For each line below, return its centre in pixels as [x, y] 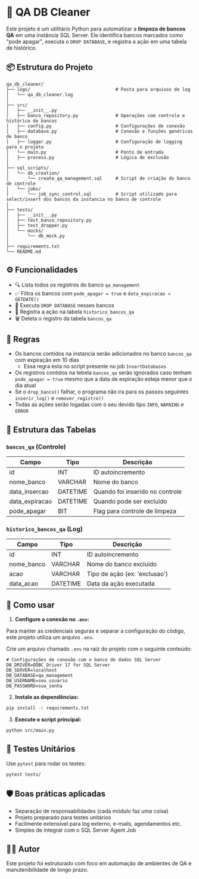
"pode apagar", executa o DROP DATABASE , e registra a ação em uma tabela [97, 41]
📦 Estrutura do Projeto [50, 67]
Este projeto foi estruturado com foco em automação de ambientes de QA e [99, 863]
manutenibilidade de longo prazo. [47, 870]
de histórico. [21, 48]
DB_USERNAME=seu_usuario [37, 681]
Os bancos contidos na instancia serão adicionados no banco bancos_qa [103, 354]
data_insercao [29, 492]
